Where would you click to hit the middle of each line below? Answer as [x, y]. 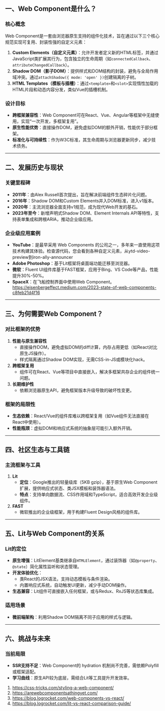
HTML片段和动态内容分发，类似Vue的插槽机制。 [61, 89]
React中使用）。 [28, 422]
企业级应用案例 [23, 233]
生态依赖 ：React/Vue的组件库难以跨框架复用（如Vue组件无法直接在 [81, 416]
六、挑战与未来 [28, 639]
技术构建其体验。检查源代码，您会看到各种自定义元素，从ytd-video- [81, 251]
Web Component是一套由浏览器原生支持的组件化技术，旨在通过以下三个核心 [82, 36]
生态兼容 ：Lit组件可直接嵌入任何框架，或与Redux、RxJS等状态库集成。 [84, 591]
